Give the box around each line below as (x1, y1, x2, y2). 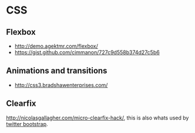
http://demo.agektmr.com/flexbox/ (14, 42, 99, 49)
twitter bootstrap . (6, 120, 48, 127)
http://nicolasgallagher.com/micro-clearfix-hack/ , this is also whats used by (6, 114, 189, 121)
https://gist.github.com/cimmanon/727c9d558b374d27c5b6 (14, 49, 160, 56)
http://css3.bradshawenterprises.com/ (14, 81, 108, 88)
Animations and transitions (6, 66, 107, 76)
